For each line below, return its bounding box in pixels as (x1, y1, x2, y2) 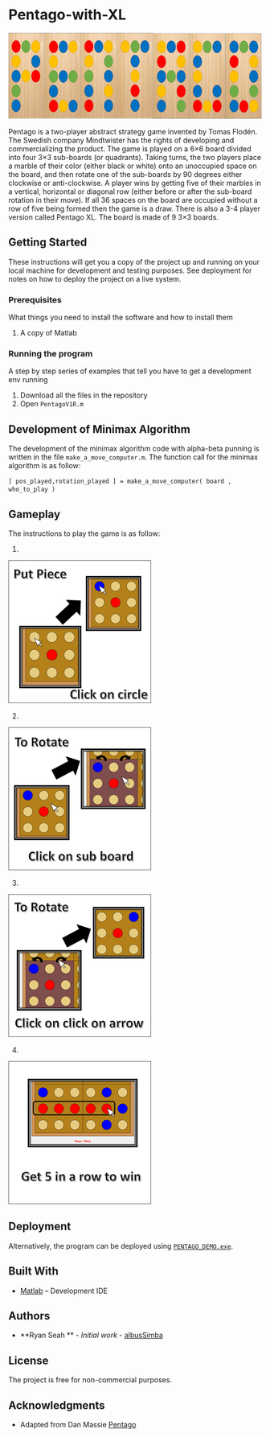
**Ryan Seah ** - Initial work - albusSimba (19, 1330, 163, 1340)
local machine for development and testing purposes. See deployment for (8, 266, 252, 275)
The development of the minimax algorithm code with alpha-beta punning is (8, 444, 260, 454)
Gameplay (8, 507, 61, 521)
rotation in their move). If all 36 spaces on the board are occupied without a (8, 195, 259, 204)
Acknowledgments (8, 1398, 106, 1412)
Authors (8, 1309, 51, 1323)
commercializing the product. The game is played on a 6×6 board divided (8, 143, 252, 154)
